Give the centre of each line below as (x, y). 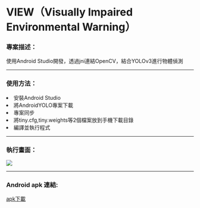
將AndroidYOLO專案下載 (43, 105)
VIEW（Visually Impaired (69, 12)
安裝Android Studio (37, 97)
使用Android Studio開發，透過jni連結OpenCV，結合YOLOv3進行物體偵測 (95, 61)
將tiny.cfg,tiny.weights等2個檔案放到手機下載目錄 (74, 120)
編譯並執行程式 (32, 127)
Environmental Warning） (71, 27)
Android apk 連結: (32, 185)
